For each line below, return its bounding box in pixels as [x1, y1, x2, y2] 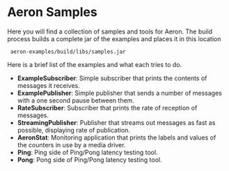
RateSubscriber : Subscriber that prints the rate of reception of [17, 103, 198, 112]
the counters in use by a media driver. [17, 140, 126, 149]
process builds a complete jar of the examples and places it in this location [7, 34, 221, 43]
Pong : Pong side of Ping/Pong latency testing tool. [17, 155, 162, 164]
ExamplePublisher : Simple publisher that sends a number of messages [17, 89, 223, 97]
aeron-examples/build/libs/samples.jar [10, 48, 127, 55]
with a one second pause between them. [17, 96, 134, 105]
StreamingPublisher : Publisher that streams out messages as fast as [17, 118, 216, 126]
